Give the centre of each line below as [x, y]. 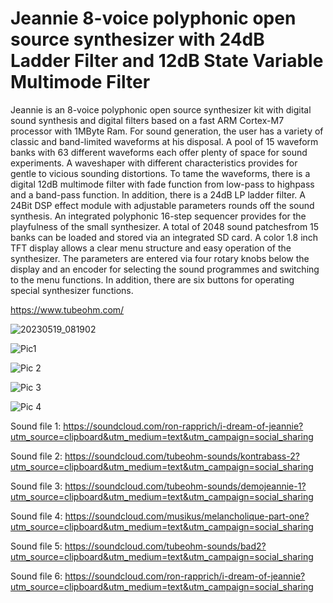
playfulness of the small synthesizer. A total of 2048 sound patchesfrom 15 [165, 226]
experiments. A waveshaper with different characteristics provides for [154, 163]
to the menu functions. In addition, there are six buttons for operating [152, 279]
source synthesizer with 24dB [137, 39]
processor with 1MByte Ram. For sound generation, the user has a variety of [167, 131]
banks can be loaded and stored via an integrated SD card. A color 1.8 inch [164, 237]
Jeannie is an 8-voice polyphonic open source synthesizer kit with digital [161, 109]
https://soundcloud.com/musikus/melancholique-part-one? [187, 516]
